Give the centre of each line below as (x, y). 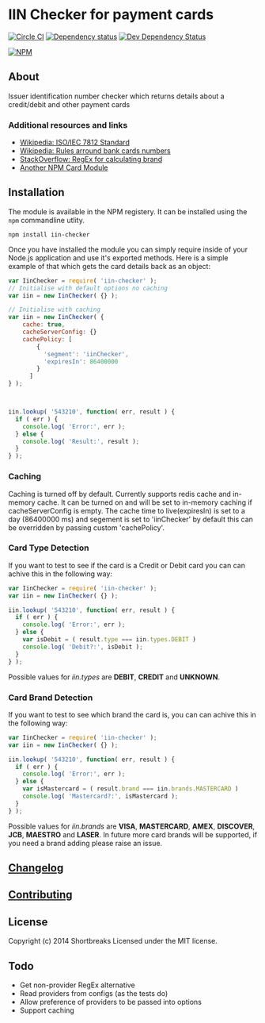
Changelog (36, 868)
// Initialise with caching (55, 310)
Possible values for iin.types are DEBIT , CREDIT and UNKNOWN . (114, 677)
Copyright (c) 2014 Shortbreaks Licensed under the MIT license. (113, 941)
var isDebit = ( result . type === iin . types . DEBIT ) (109, 640)
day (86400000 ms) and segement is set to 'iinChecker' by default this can (131, 519)
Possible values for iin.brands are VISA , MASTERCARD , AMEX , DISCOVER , (132, 826)
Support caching (47, 1010)
